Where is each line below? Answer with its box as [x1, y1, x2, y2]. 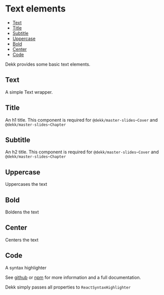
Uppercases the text [5, 181, 48, 187]
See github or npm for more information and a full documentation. [5, 274, 141, 280]
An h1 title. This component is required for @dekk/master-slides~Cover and [5, 117, 158, 123]
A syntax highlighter [5, 264, 47, 270]
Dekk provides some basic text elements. [5, 61, 91, 67]
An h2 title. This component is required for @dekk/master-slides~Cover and [5, 149, 159, 155]
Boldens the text [5, 209, 39, 215]
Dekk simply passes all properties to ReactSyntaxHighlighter [5, 284, 131, 290]
